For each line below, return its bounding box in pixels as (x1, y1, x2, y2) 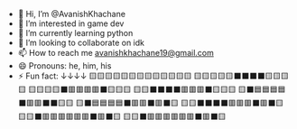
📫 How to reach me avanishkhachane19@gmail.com (17, 48, 214, 58)
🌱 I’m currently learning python (17, 28, 134, 38)
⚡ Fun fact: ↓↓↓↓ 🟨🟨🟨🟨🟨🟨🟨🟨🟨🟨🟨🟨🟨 (17, 70, 192, 81)
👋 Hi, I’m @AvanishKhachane (17, 9, 126, 19)
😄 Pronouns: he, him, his (17, 60, 112, 71)
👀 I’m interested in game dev (17, 18, 125, 29)
